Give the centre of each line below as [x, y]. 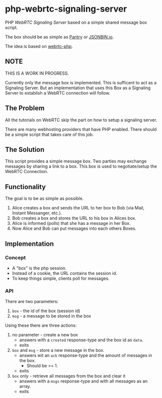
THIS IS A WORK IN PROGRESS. [37, 73]
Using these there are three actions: [41, 325]
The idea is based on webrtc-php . [39, 46]
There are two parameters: [32, 302]
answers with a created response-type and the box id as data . [81, 340]
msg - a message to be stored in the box [51, 316]
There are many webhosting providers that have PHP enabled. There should [81, 129]
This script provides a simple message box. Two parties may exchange [76, 161]
